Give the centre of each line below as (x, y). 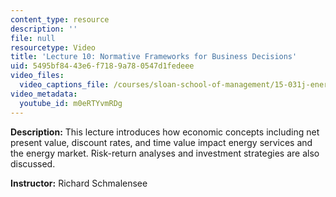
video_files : (37, 76)
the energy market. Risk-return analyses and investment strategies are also (165, 153)
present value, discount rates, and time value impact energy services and (161, 142)
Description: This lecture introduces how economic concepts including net (165, 132)
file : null (33, 38)
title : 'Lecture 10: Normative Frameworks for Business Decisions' (154, 57)
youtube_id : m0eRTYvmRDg (71, 103)
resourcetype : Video (53, 47)
